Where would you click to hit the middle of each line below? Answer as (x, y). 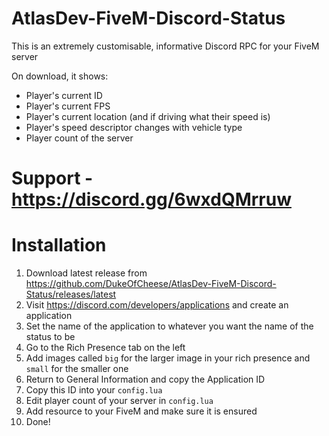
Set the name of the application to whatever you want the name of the (169, 326)
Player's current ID (64, 95)
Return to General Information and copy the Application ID (145, 379)
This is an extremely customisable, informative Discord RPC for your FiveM (165, 46)
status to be (50, 337)
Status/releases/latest (71, 294)
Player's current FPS (68, 106)
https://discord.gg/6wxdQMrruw (151, 199)
